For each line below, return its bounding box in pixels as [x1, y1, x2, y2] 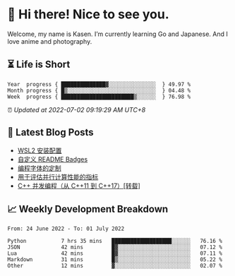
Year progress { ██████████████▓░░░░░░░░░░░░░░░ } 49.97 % [7, 80, 191, 88]
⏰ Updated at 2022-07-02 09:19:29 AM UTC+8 [7, 105, 146, 114]
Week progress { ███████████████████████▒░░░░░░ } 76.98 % [7, 93, 191, 100]
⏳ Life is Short [7, 59, 71, 71]
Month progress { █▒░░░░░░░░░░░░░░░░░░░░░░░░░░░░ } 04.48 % [7, 87, 191, 94]
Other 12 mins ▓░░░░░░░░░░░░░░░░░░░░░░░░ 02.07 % [7, 263, 222, 270]
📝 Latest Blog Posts [7, 126, 94, 138]
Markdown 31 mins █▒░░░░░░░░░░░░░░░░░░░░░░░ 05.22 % [7, 256, 222, 263]
